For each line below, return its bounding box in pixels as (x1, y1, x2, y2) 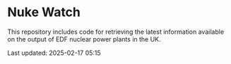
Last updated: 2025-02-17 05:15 (7, 49, 101, 57)
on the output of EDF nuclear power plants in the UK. (7, 34, 161, 43)
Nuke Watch (7, 4, 81, 20)
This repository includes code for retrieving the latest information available (7, 27, 225, 36)
